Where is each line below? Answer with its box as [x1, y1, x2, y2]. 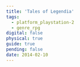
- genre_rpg [11, 24, 41, 31]
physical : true [6, 36, 43, 41]
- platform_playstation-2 [11, 19, 75, 25]
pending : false [6, 47, 43, 52]
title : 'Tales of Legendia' [6, 8, 75, 15]
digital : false [6, 30, 43, 36]
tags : [6, 14, 19, 20]
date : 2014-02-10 [6, 52, 48, 58]
